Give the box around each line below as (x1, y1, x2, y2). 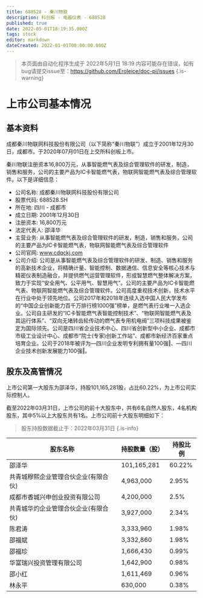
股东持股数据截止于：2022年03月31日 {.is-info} (21, 424, 139, 432)
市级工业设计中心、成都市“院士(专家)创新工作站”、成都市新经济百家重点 (14, 332, 193, 339)
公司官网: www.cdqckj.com (14, 249, 83, 256)
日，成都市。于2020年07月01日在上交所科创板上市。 (6, 147, 137, 155)
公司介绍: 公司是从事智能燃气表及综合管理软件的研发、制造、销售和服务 (14, 256, 193, 263)
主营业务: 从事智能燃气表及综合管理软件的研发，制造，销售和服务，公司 (14, 234, 193, 241)
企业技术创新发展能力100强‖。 (14, 347, 91, 354)
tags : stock (6, 31, 36, 37)
